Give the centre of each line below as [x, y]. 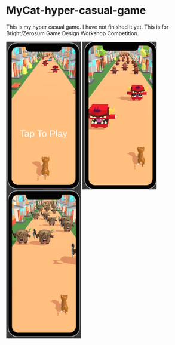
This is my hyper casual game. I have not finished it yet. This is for [87, 27]
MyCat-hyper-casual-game [76, 10]
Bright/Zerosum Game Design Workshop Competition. [73, 33]
